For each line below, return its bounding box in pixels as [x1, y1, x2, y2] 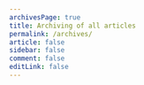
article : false [9, 37, 65, 47]
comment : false [9, 54, 65, 63]
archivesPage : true [9, 12, 81, 22]
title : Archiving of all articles [9, 21, 137, 30]
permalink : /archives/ [9, 29, 93, 38]
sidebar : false [9, 46, 65, 55]
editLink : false [9, 63, 69, 72]
